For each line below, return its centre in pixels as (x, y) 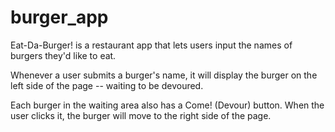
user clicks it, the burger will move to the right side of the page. (141, 115)
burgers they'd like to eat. (63, 55)
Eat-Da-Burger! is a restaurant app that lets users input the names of (151, 45)
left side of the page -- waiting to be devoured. (107, 85)
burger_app (59, 17)
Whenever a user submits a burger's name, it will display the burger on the (164, 75)
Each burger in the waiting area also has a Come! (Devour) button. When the (167, 105)
